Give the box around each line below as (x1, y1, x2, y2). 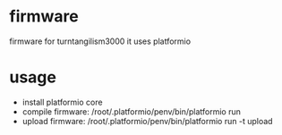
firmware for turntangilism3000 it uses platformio (9, 36, 191, 46)
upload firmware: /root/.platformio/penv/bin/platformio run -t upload (21, 115, 273, 126)
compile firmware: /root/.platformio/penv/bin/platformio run (21, 105, 242, 117)
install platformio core (21, 97, 103, 107)
